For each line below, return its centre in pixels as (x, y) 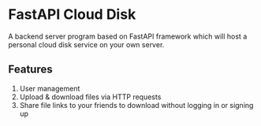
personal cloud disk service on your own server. (86, 44)
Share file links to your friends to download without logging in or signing (136, 105)
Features (30, 70)
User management (50, 88)
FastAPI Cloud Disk (72, 15)
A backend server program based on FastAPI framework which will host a (128, 36)
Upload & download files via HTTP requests (90, 97)
